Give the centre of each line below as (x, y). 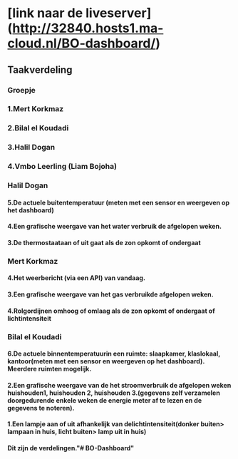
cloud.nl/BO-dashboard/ (82, 43)
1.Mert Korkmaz (36, 109)
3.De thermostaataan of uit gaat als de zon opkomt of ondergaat (104, 242)
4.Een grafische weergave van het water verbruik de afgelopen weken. (115, 227)
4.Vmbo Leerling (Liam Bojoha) (62, 167)
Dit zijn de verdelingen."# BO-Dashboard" (71, 448)
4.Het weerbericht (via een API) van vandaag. (77, 278)
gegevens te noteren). (41, 408)
